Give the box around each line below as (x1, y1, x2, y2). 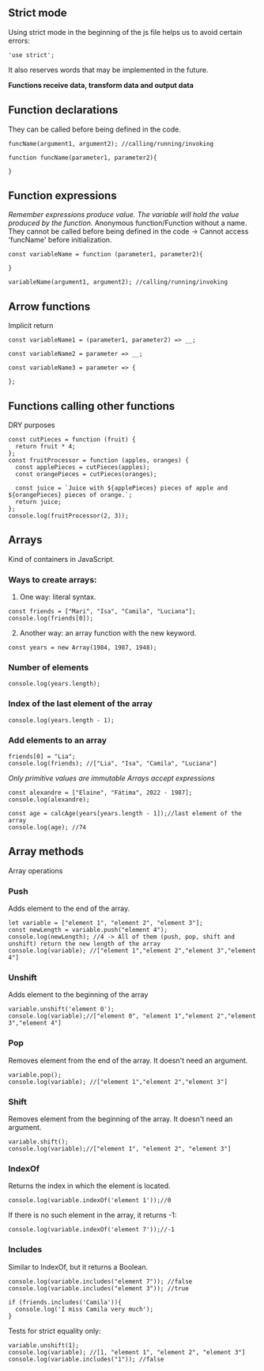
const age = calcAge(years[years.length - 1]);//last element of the (8, 810, 243, 818)
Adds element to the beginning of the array (8, 990, 149, 999)
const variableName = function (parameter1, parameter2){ (8, 250, 203, 258)
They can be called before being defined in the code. (8, 124, 182, 134)
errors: (8, 36, 30, 45)
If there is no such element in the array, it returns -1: (8, 1210, 177, 1220)
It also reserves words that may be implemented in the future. (8, 65, 209, 74)
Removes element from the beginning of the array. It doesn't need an (8, 1114, 233, 1124)
